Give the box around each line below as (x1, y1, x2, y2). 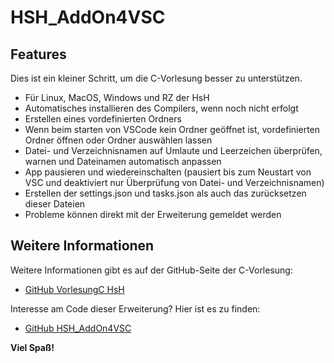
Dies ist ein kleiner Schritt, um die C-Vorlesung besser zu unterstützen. (10, 72, 303, 84)
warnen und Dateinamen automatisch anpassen (24, 156, 222, 167)
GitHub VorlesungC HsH (24, 283, 125, 295)
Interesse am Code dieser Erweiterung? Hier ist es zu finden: (10, 302, 261, 315)
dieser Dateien (24, 198, 86, 210)
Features (10, 46, 67, 63)
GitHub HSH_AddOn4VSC (24, 322, 132, 334)
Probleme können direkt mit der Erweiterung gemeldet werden (24, 209, 282, 220)
